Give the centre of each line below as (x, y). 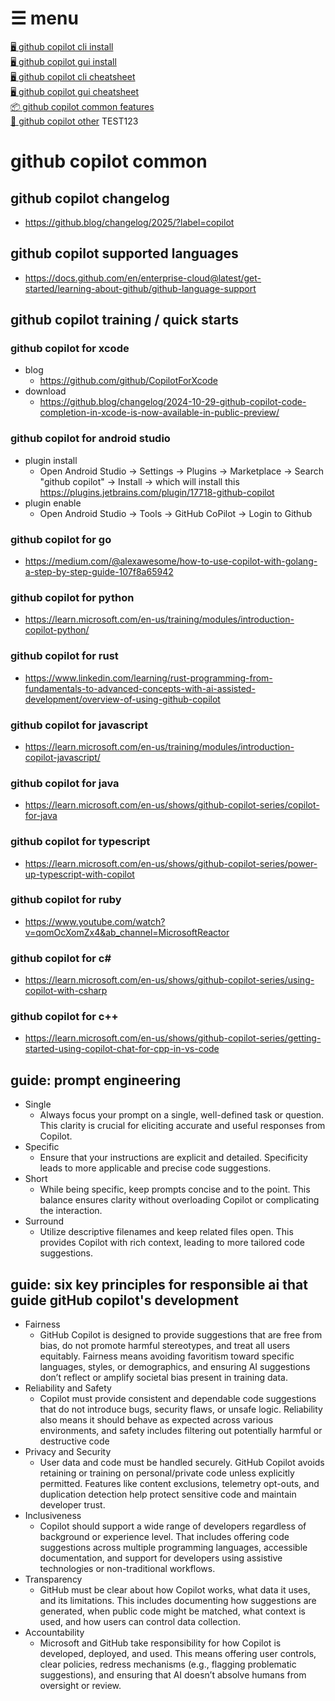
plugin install (51, 460)
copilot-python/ (57, 630)
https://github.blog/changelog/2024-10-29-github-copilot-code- (173, 402)
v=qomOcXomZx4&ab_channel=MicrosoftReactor (127, 932)
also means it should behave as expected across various (156, 1420)
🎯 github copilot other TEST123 (74, 121)
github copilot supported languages (124, 253)
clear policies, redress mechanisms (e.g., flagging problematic (168, 1664)
